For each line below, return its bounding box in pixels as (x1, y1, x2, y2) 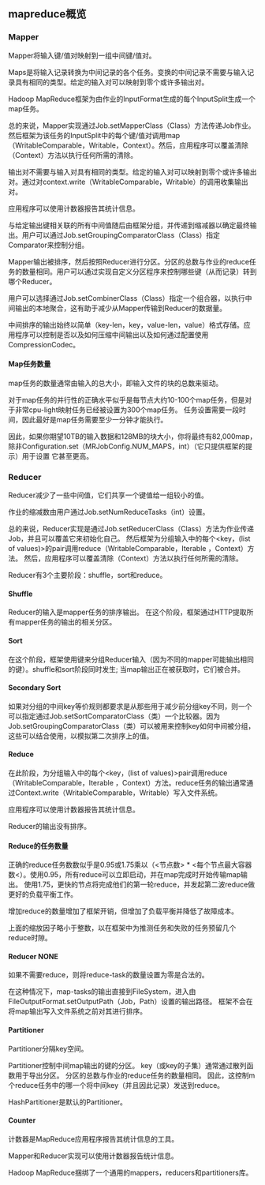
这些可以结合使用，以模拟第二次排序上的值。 (8, 731, 154, 741)
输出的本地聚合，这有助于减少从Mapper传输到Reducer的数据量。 (14, 303, 227, 313)
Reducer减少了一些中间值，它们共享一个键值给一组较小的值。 (8, 490, 209, 500)
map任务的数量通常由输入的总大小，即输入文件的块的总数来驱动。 (8, 378, 223, 388)
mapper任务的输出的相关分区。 (14, 617, 117, 627)
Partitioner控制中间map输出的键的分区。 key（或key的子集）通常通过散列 (8, 1060, 247, 1070)
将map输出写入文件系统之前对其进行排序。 (8, 1007, 147, 1016)
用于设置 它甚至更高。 (21, 451, 93, 460)
